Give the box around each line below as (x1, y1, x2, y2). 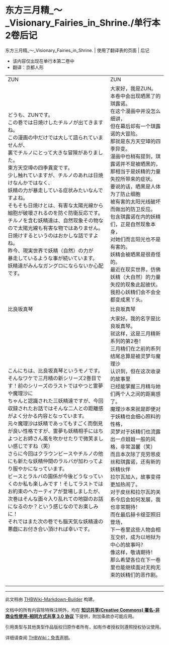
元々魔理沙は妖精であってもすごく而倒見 (8, 420, 103, 427)
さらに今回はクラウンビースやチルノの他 (8, 450, 104, 457)
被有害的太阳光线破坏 (110, 198, 161, 205)
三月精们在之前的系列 (110, 345, 161, 352)
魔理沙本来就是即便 (110, 405, 156, 412)
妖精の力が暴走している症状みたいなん (8, 187, 98, 194)
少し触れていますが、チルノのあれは (8, 171, 94, 178)
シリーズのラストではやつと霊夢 (28, 382, 103, 389)
